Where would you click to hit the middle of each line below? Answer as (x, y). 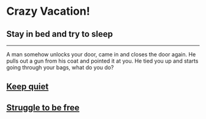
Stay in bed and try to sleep (60, 34)
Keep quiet (28, 87)
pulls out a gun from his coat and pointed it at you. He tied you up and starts (102, 61)
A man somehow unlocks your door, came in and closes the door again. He (101, 54)
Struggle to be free (43, 108)
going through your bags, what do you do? (60, 67)
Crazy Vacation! (48, 11)
